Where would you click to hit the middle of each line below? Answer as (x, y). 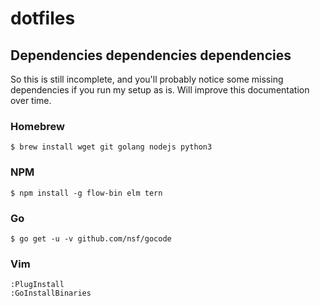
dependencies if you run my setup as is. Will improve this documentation (160, 90)
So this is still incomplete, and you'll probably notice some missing (147, 79)
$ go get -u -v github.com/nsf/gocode (91, 238)
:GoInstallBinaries (51, 293)
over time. (31, 100)
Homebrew (37, 126)
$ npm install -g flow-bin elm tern (86, 193)
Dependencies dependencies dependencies (151, 55)
